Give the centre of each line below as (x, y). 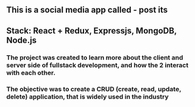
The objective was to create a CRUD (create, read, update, (94, 89)
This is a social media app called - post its (87, 10)
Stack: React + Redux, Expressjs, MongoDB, (91, 31)
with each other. (31, 72)
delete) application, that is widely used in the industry (87, 97)
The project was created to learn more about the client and (95, 57)
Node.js (22, 40)
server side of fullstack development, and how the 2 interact (97, 65)
